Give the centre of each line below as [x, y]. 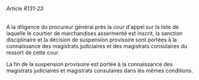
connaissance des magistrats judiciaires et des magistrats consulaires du [97, 46]
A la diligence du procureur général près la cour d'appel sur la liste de [93, 27]
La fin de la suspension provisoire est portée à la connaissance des [90, 64]
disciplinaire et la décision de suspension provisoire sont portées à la [92, 40]
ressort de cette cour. [33, 53]
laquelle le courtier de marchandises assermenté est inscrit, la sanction [94, 34]
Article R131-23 [25, 8]
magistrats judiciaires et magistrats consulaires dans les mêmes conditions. [100, 71]
